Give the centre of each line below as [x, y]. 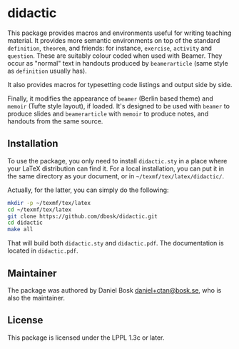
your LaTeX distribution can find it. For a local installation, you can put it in [116, 168]
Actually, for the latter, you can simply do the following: [88, 190]
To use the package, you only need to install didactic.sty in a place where [117, 161]
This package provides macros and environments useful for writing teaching [119, 33]
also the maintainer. [36, 298]
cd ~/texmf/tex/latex [40, 209]
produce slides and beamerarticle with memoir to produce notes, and [108, 113]
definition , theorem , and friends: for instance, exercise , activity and [110, 48]
